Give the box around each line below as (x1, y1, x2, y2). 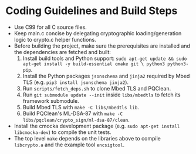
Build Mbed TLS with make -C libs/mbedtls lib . (22, 103, 139, 111)
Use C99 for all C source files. (13, 24, 87, 31)
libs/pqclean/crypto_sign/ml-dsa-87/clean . (22, 116, 130, 123)
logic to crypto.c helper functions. (13, 36, 96, 43)
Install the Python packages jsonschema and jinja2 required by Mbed (22, 72, 190, 79)
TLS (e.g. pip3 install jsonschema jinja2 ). (22, 78, 129, 86)
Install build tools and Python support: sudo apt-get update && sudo (22, 55, 187, 62)
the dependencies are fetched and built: (13, 48, 111, 55)
